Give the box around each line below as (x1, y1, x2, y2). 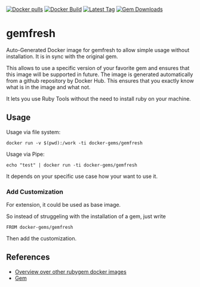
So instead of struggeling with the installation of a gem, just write (6, 213, 166, 220)
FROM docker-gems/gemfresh (6, 225, 73, 231)
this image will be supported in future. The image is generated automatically (6, 71, 193, 78)
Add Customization (6, 188, 64, 196)
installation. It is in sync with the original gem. (6, 53, 118, 60)
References (6, 252, 50, 262)
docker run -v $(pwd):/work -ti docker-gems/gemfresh (6, 140, 143, 146)
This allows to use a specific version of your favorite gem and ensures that (6, 64, 190, 71)
